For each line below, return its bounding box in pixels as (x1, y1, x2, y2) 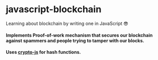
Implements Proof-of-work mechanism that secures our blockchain (6, 32, 153, 38)
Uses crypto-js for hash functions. (6, 49, 81, 55)
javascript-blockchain (6, 4, 102, 15)
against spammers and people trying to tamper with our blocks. (6, 37, 145, 44)
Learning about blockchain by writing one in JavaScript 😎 (6, 20, 129, 26)
